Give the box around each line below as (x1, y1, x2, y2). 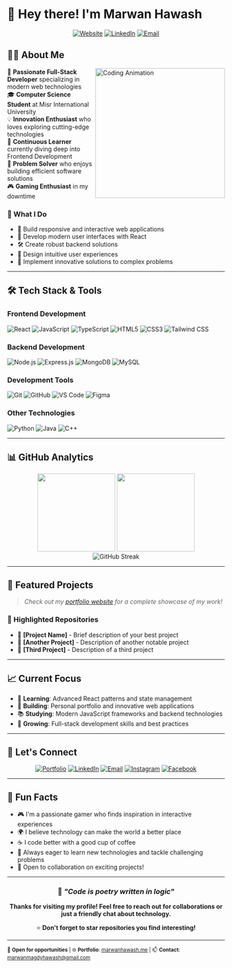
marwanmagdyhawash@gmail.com (7, 954, 91, 962)
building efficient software (7, 166, 81, 175)
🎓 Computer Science (7, 90, 71, 98)
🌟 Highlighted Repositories (7, 615, 99, 624)
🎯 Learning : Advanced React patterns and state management (17, 694, 192, 703)
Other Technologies (7, 408, 75, 418)
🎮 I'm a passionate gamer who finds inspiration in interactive (17, 810, 192, 818)
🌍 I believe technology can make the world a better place (17, 827, 182, 836)
